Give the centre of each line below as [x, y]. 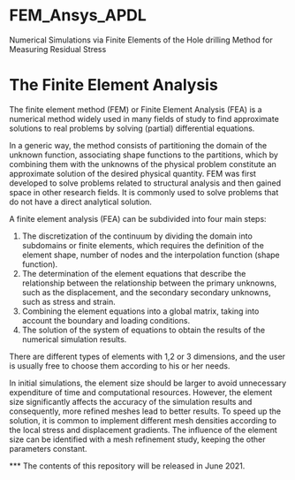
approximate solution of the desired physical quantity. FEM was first [132, 173]
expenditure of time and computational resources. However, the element [141, 392]
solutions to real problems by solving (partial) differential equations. [132, 128]
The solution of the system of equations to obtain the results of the [144, 330]
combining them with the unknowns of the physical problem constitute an [143, 164]
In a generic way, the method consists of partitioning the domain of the [138, 145]
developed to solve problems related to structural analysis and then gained [145, 183]
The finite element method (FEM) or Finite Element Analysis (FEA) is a [136, 109]
